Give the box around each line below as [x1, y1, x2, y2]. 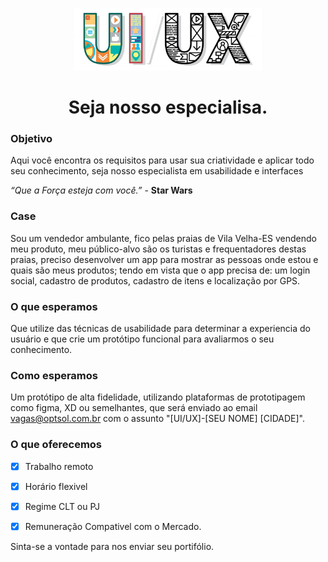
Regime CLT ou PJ [24, 500, 101, 512]
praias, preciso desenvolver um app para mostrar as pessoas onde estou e [10, 253, 319, 265]
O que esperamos [10, 299, 98, 313]
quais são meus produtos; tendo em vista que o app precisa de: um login [10, 264, 311, 276]
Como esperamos [10, 368, 98, 382]
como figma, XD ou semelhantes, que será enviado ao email [10, 402, 258, 414]
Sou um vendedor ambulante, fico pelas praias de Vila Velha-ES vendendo [10, 232, 317, 244]
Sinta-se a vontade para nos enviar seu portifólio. [10, 540, 215, 552]
